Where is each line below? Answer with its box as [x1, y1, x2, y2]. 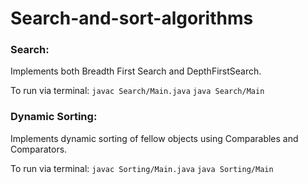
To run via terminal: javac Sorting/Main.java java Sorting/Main [10, 162, 274, 174]
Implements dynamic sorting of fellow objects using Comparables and [10, 132, 299, 144]
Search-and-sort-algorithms [10, 7, 254, 30]
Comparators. [10, 143, 68, 155]
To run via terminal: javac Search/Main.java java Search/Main [10, 85, 265, 97]
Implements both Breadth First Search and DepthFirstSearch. [10, 65, 262, 77]
